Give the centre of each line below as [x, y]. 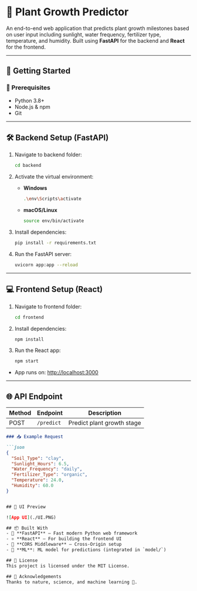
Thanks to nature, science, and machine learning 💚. [72, 582]
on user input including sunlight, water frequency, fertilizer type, [84, 34]
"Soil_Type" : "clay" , [38, 458]
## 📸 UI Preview [26, 507]
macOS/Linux [40, 210]
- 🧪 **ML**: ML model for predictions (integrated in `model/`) [86, 550]
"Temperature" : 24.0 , [38, 480]
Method [20, 413]
